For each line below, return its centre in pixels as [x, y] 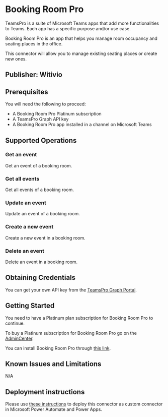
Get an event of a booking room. [39, 165]
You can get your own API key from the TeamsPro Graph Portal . [71, 290]
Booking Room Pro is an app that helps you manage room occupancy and [81, 38]
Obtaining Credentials [40, 278]
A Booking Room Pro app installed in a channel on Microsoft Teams [82, 125]
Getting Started [30, 306]
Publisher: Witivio [34, 75]
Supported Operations [41, 140]
